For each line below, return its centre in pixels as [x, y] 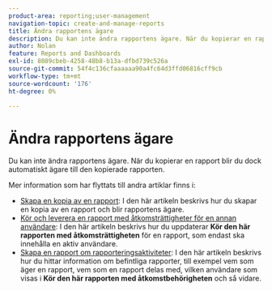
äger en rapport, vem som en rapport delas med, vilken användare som [138, 270]
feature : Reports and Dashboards [65, 53]
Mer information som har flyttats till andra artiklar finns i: [102, 185]
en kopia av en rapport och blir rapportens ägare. [102, 210]
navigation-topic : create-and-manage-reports [86, 24]
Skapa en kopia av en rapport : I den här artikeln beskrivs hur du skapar [138, 201]
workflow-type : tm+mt [45, 76]
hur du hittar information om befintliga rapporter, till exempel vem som [137, 261]
